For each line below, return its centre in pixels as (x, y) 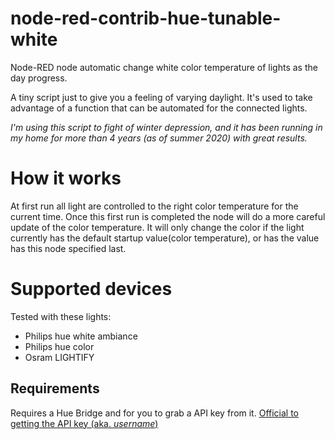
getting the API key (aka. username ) (84, 423)
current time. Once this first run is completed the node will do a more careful (168, 216)
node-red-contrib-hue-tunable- (146, 18)
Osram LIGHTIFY (59, 357)
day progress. (39, 78)
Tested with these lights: (61, 316)
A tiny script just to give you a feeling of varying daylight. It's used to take (161, 97)
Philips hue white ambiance (81, 336)
